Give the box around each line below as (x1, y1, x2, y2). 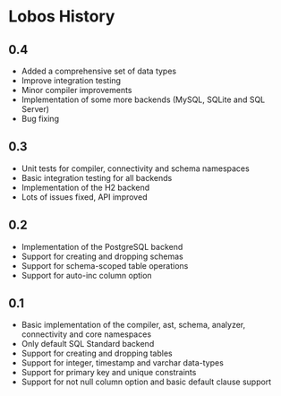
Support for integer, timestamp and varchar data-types (21, 357, 225, 368)
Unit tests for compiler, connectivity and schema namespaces (21, 163, 250, 174)
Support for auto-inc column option (21, 270, 153, 280)
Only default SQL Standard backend (21, 339, 155, 349)
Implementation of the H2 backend (21, 182, 150, 193)
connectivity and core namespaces (21, 329, 152, 340)
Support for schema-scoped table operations (21, 260, 189, 271)
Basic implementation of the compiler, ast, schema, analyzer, (21, 320, 246, 331)
